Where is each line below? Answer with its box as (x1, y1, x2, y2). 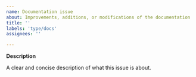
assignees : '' (6, 31, 42, 37)
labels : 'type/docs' (6, 25, 58, 32)
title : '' (6, 20, 31, 26)
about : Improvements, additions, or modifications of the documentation (6, 14, 191, 20)
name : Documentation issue (6, 8, 73, 15)
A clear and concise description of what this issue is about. (6, 64, 151, 72)
